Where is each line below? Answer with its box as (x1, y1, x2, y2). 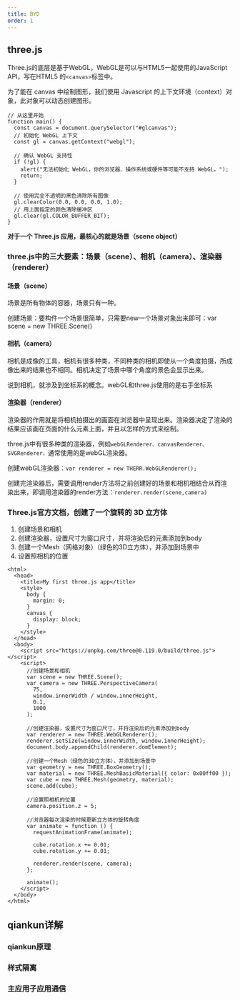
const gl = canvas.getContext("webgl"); (14, 139, 136, 146)
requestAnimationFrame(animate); (33, 829, 133, 836)
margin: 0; (33, 597, 66, 604)
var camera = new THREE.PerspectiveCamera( (26, 680, 159, 687)
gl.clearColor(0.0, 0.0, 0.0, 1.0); (14, 199, 123, 206)
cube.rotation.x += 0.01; (33, 841, 111, 849)
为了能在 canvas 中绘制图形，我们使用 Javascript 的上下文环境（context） (7, 87, 226, 96)
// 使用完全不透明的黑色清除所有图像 (14, 192, 109, 200)
